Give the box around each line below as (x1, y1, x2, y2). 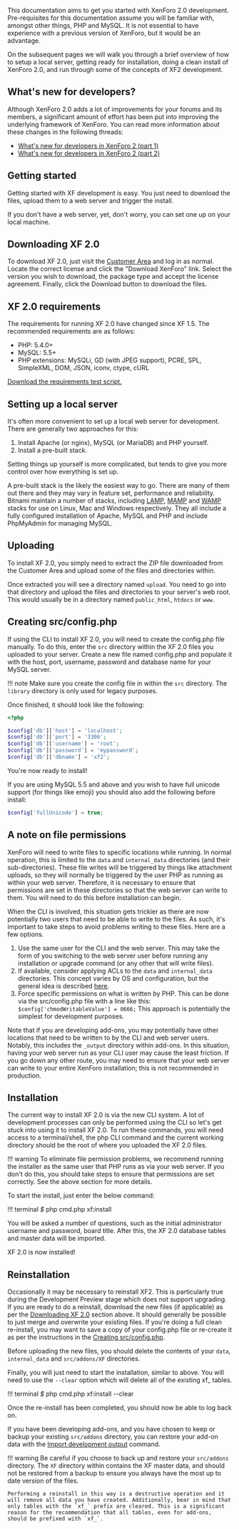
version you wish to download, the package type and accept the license (7, 272, 219, 281)
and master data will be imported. (7, 1234, 106, 1243)
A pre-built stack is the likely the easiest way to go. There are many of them (7, 481, 230, 490)
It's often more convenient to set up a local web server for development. (7, 417, 220, 426)
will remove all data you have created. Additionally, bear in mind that (7, 1497, 232, 1504)
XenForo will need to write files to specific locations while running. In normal (7, 848, 232, 856)
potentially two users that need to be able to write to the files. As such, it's (7, 914, 226, 923)
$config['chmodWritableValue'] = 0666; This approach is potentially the (17, 1004, 230, 1013)
